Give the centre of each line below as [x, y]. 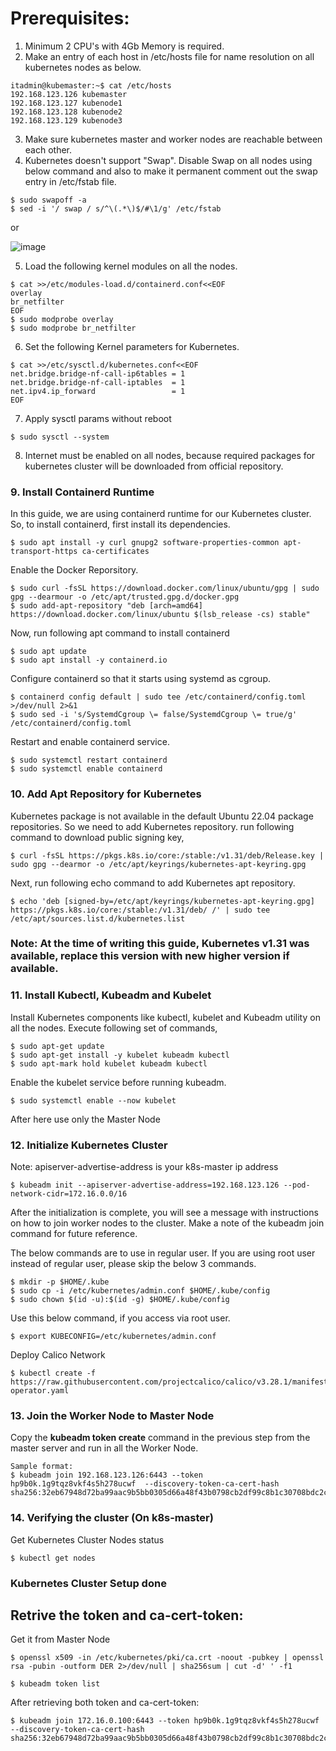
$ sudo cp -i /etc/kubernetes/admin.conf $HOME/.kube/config [140, 1291]
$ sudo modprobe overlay [62, 319]
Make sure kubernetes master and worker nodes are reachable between [173, 139]
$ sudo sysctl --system [60, 437]
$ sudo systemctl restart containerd [89, 760]
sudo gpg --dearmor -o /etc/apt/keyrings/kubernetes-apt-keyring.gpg [158, 864]
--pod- [297, 1185]
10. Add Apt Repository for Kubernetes [106, 794]
